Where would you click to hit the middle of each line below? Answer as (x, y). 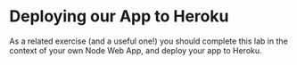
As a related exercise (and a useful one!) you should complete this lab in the (148, 41)
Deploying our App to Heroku (119, 16)
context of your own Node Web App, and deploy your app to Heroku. (136, 50)
